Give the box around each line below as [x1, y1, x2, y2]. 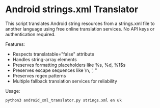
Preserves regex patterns [12, 72, 66, 78]
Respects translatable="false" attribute [12, 51, 94, 57]
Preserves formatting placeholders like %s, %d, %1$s [12, 62, 126, 68]
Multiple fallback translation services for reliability [12, 78, 117, 84]
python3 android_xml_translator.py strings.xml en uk [5, 98, 122, 103]
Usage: [5, 88, 20, 94]
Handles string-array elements [12, 56, 77, 62]
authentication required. [5, 31, 56, 37]
